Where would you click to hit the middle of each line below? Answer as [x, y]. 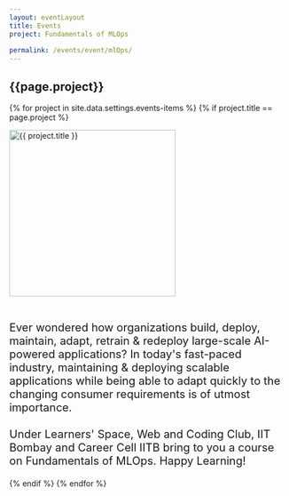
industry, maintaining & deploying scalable [120, 367]
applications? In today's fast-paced [150, 354]
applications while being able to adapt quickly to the [145, 380]
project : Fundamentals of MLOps [69, 34]
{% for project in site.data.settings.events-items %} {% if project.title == [141, 108]
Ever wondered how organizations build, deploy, [135, 327]
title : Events [35, 26]
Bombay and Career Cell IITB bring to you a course [142, 447]
